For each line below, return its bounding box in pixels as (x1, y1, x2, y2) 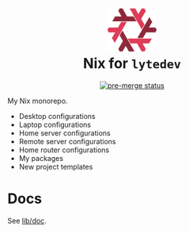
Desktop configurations (18, 111, 96, 120)
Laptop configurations (18, 120, 92, 129)
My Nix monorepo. (7, 96, 68, 105)
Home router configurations (18, 145, 110, 155)
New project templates (18, 162, 93, 171)
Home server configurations (18, 128, 112, 138)
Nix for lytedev (83, 54, 181, 72)
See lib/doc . (7, 216, 47, 225)
